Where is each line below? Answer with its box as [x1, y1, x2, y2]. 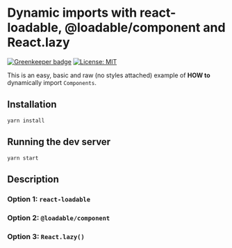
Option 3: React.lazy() [7, 231, 85, 241]
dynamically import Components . [7, 78, 97, 86]
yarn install [7, 117, 45, 124]
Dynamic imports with [7, 5, 138, 21]
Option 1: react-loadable [7, 194, 91, 203]
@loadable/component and [65, 20, 226, 36]
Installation [7, 99, 57, 111]
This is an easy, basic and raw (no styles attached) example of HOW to [7, 71, 210, 79]
